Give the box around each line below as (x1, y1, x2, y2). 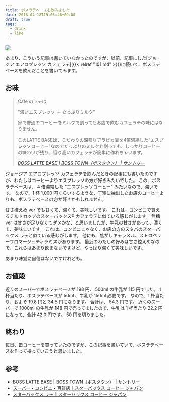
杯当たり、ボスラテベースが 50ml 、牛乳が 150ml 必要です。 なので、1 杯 (5, 292, 155, 298)
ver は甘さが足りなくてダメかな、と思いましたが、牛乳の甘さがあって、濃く (5, 219, 163, 226)
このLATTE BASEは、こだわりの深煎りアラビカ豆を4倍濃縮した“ (17, 137, 151, 143)
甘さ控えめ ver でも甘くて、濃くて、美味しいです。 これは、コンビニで (5, 207, 151, 213)
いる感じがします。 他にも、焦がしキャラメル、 (41, 232, 140, 238)
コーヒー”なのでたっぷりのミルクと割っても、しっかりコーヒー (31, 143, 161, 149)
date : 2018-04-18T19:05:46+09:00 (5, 12, 76, 17)
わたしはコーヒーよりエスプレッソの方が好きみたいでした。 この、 (14, 177, 152, 183)
